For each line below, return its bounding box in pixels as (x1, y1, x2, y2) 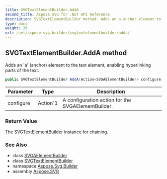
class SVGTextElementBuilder (12, 158, 73, 164)
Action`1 (37, 99, 58, 106)
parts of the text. (5, 67, 40, 73)
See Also (5, 141, 27, 148)
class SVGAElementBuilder (12, 153, 68, 159)
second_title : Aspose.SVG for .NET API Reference (5, 12, 110, 17)
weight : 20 (5, 26, 28, 31)
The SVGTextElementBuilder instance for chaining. (5, 129, 108, 135)
